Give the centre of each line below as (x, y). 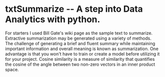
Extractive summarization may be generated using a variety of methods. (78, 38)
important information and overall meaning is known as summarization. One (82, 49)
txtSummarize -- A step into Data (74, 9)
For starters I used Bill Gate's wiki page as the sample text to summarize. (79, 33)
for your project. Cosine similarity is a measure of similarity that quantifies (80, 59)
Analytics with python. (53, 19)
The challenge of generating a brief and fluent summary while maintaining (80, 43)
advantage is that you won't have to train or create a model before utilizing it (82, 54)
